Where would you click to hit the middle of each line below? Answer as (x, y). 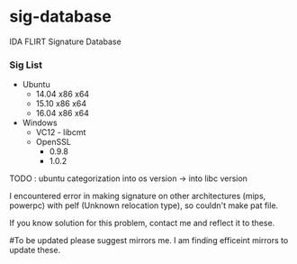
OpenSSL (54, 142)
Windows (40, 123)
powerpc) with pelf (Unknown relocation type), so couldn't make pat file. (144, 205)
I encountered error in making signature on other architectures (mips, (138, 196)
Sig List (26, 65)
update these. (35, 250)
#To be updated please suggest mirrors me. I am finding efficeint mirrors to (149, 241)
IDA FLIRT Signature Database (65, 41)
